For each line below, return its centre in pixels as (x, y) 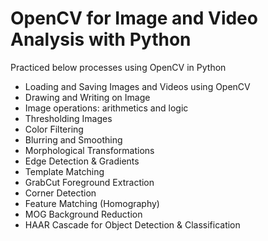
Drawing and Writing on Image (87, 97)
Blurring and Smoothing (73, 139)
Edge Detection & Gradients (82, 161)
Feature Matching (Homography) (92, 203)
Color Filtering (54, 129)
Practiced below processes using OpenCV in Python (118, 67)
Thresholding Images (68, 118)
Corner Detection (60, 193)
